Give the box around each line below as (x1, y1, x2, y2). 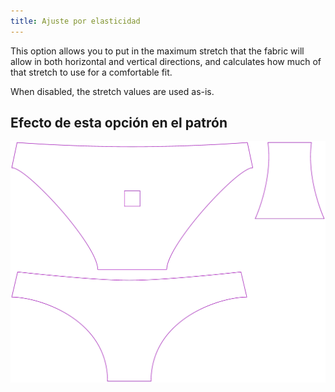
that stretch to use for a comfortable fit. (10, 66, 173, 78)
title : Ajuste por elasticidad (10, 16, 141, 26)
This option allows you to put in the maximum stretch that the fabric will (10, 45, 305, 57)
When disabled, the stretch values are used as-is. (10, 85, 215, 97)
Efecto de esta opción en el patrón (10, 115, 228, 132)
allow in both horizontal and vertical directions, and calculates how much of (10, 55, 322, 67)
